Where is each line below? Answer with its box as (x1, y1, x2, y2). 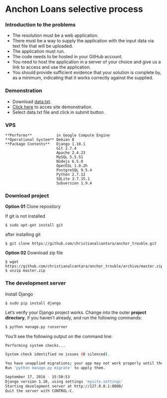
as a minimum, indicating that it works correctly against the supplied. (12, 75, 154, 81)
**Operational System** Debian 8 (5, 137, 75, 142)
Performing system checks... (5, 343, 66, 348)
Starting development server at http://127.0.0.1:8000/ (5, 384, 123, 389)
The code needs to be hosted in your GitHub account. (12, 54, 123, 60)
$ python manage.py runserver (5, 324, 68, 329)
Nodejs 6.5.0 (56, 159, 83, 164)
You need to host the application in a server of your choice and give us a (12, 59, 161, 65)
